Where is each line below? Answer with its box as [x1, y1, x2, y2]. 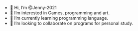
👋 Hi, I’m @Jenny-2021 [9, 5, 57, 10]
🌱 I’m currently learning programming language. [9, 15, 109, 21]
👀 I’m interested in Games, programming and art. [9, 10, 110, 16]
